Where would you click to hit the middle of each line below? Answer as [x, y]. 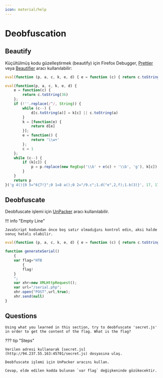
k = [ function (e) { [42, 122]
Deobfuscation [36, 33]
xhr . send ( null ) [29, 297]
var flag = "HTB [28, 260]
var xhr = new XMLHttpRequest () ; [45, 283]
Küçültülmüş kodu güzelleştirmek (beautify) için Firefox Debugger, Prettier [79, 63]
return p [23, 180]
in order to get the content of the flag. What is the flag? [68, 331]
